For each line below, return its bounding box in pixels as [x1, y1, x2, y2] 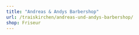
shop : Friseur [6, 20, 41, 26]
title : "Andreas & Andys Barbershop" [6, 8, 99, 15]
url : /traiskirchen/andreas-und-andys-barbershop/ [6, 14, 134, 20]
